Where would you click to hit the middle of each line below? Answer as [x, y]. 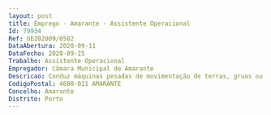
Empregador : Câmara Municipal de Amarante [81, 69]
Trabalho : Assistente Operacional [67, 62]
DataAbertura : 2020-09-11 [52, 46]
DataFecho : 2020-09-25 [47, 53]
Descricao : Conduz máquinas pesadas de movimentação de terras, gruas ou [136, 76]
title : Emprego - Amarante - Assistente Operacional [99, 23]
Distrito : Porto [36, 99]
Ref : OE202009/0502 [41, 38]
